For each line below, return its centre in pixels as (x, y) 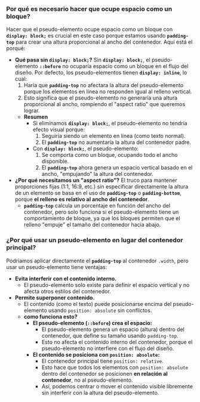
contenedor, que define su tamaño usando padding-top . (110, 335)
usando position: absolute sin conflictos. (100, 310)
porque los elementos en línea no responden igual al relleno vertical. (108, 92)
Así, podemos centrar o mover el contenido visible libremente (117, 386)
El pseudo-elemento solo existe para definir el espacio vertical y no (107, 285)
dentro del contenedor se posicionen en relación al (105, 373)
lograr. (32, 111)
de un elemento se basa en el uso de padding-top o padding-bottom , (98, 193)
